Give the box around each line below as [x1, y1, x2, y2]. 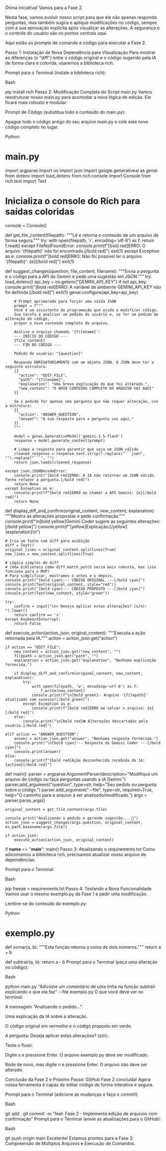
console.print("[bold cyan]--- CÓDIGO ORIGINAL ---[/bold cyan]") [5, 577, 145, 583]
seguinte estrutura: [5, 364, 48, 369]
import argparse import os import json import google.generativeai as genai [5, 167, 158, 174]
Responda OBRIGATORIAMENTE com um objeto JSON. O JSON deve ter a [14, 359, 154, 365]
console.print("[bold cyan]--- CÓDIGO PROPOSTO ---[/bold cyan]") [5, 586, 145, 591]
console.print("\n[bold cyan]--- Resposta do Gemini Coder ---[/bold [14, 740, 161, 745]
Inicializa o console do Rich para [5, 195, 140, 207]
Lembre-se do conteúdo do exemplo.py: [5, 900, 88, 906]
